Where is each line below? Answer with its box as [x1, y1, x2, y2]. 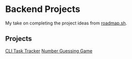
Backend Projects [5, 3, 81, 15]
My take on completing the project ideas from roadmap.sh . [5, 20, 127, 26]
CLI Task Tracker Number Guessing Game [5, 47, 93, 53]
